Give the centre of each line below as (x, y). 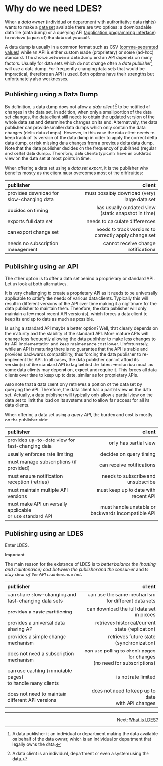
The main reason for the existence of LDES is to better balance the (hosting (81, 564)
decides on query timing (128, 454)
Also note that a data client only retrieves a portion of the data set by (73, 384)
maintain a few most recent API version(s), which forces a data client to (76, 314)
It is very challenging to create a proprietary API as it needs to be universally (81, 293)
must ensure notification (35, 476)
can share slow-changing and (42, 594)
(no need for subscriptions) (124, 663)
